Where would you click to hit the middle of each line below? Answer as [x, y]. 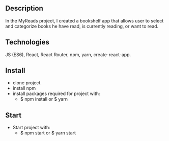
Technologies [27, 42]
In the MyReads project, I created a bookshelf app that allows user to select [84, 20]
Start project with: [32, 128]
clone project [26, 83]
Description [24, 8]
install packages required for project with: [56, 93]
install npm [24, 88]
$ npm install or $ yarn [44, 99]
